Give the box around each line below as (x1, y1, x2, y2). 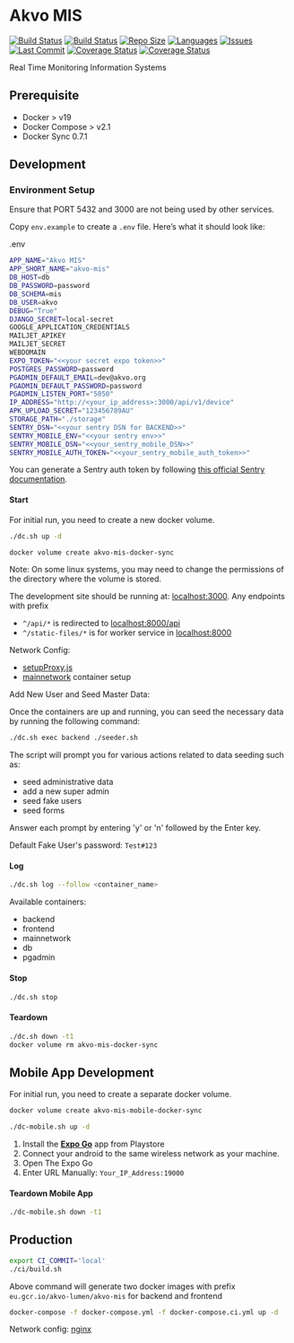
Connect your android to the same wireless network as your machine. (22, 1147, 280, 1158)
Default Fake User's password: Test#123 (9, 840, 158, 850)
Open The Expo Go (22, 1157, 93, 1168)
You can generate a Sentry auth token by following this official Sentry (9, 464, 265, 475)
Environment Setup (9, 184, 96, 196)
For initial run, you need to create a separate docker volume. (9, 1089, 232, 1100)
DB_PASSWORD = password (9, 282, 91, 291)
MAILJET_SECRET (9, 340, 66, 349)
